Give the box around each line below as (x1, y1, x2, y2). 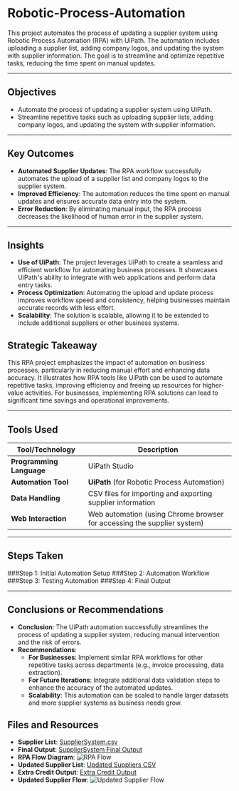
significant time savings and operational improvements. (7, 396, 169, 405)
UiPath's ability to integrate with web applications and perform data (17, 273, 216, 282)
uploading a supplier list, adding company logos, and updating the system (7, 43, 224, 52)
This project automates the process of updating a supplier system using (7, 29, 218, 37)
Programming (11, 457, 58, 466)
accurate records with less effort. (17, 304, 116, 312)
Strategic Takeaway (7, 339, 97, 351)
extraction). (28, 668, 63, 676)
